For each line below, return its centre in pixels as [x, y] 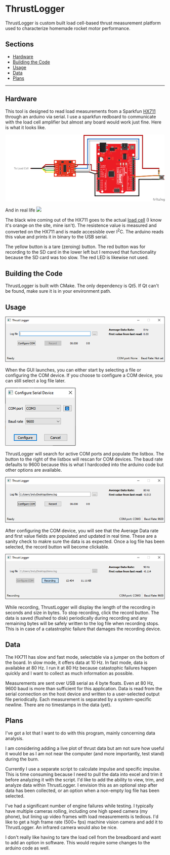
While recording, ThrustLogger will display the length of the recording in [80, 607]
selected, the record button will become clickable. [57, 546]
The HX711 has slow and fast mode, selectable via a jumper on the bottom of [85, 657]
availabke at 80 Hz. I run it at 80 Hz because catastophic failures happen [81, 668]
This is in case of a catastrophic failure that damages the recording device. [83, 629]
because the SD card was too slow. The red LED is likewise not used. [77, 258]
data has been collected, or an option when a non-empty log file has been [82, 790]
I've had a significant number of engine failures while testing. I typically [79, 806]
